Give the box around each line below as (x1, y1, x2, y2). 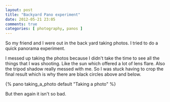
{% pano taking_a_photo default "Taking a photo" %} (5, 81, 116, 87)
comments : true (5, 21, 38, 27)
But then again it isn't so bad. (5, 91, 66, 97)
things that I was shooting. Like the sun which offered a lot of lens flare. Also (5, 61, 165, 67)
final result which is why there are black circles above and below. (5, 71, 141, 77)
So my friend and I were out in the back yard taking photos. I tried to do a (5, 40, 158, 46)
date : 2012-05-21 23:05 (5, 17, 56, 22)
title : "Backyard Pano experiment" (5, 12, 81, 17)
